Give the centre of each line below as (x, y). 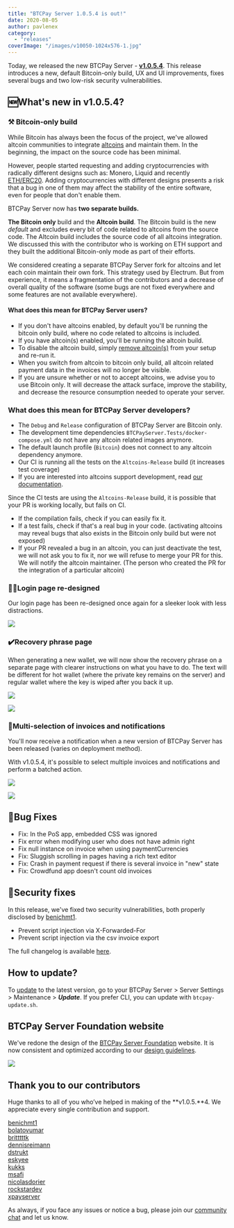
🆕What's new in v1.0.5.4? (66, 102)
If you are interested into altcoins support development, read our (110, 477)
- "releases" (33, 40)
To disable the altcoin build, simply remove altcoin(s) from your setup (117, 347)
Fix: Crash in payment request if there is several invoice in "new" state (118, 863)
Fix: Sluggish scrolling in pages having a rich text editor (97, 856)
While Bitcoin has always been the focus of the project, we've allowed (108, 137)
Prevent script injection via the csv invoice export (88, 938)
